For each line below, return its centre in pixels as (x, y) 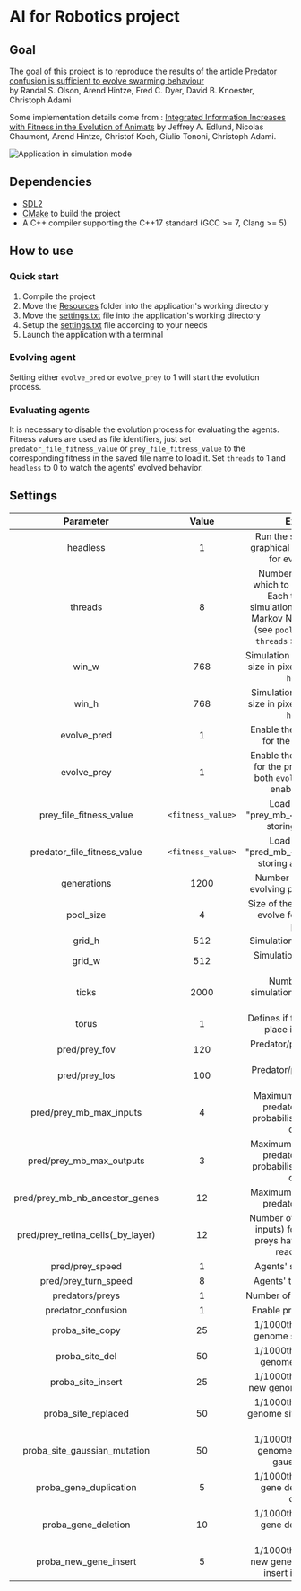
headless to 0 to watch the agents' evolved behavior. (106, 468)
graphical (270, 547)
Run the (271, 536)
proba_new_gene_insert (86, 1561)
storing (273, 862)
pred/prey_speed (86, 1266)
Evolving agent (43, 358)
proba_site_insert (86, 1382)
